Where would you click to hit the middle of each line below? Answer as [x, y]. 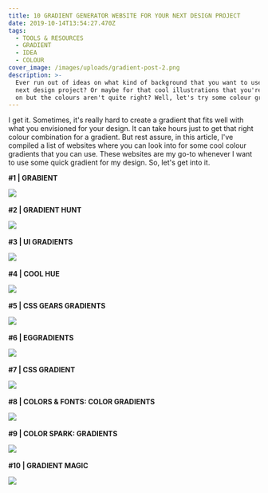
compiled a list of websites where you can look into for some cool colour [128, 145]
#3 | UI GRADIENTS [41, 242]
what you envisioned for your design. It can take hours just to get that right [131, 129]
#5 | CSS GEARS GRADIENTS [57, 306]
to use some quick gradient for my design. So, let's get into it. [109, 163]
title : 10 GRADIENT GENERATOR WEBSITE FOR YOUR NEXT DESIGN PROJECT [124, 16]
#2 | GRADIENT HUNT [45, 210]
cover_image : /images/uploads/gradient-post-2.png [94, 68]
